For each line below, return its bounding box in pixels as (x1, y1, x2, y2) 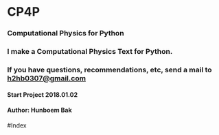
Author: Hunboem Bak (7, 106, 72, 115)
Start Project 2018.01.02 (7, 90, 78, 99)
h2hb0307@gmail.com (7, 73, 87, 82)
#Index (7, 121, 27, 130)
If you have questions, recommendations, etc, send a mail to (7, 65, 212, 74)
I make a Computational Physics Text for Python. (7, 47, 173, 57)
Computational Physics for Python (7, 29, 125, 38)
